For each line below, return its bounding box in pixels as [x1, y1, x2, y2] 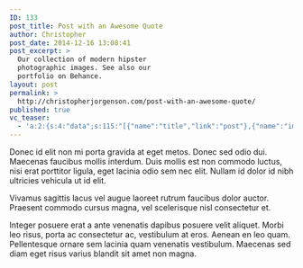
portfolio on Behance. [17, 72, 103, 81]
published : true [9, 105, 70, 114]
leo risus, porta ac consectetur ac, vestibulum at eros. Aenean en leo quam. [9, 229, 291, 239]
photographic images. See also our [17, 64, 151, 73]
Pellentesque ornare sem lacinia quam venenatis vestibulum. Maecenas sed [9, 239, 291, 249]
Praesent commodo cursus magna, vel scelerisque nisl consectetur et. [9, 202, 271, 212]
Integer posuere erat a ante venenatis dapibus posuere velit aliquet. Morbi [9, 219, 284, 230]
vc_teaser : [9, 113, 50, 122]
